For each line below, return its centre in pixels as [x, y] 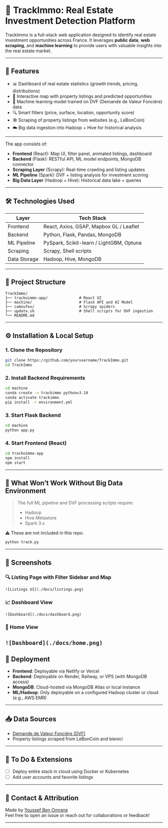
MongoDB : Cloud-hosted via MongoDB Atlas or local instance [76, 687]
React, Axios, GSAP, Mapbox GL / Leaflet [91, 226]
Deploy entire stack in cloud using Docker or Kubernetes [70, 771]
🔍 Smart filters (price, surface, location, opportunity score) [73, 112]
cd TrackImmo [19, 365]
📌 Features [22, 71]
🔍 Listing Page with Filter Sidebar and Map [58, 577]
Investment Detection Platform [70, 21]
